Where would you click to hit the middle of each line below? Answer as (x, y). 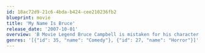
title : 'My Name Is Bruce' (41, 23)
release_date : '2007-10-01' (42, 29)
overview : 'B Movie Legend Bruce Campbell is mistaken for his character (103, 35)
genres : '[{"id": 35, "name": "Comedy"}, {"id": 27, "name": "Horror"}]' (103, 40)
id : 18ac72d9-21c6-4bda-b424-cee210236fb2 (61, 12)
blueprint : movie (29, 18)
